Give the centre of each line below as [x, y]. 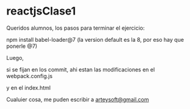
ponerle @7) [22, 46]
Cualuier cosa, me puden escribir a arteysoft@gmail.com [78, 99]
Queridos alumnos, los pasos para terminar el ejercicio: [76, 28]
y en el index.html [28, 88]
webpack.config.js [30, 76]
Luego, [15, 58]
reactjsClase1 [41, 11]
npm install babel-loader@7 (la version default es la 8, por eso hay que [95, 39]
